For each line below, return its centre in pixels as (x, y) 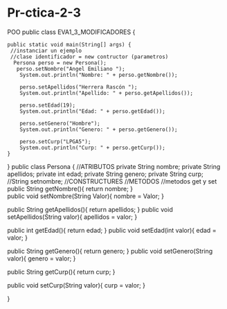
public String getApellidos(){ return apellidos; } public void (90, 209)
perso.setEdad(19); (48, 105)
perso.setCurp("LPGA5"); (55, 141)
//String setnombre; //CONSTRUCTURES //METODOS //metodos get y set (112, 181)
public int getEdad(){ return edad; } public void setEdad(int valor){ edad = (112, 230)
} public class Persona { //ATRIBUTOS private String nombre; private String (114, 166)
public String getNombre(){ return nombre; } (70, 188)
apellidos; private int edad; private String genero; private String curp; (106, 174)
